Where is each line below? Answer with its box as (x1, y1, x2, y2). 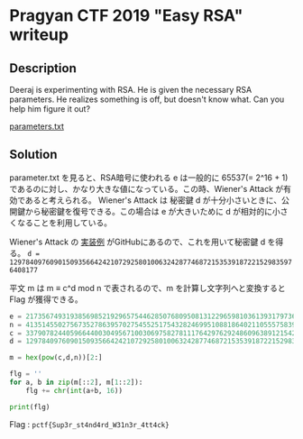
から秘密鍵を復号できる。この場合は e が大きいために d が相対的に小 (24, 206, 281, 216)
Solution (9, 147, 58, 162)
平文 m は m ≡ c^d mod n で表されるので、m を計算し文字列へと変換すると (9, 282, 286, 293)
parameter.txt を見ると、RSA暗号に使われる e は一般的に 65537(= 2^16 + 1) (9, 172, 289, 183)
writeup (9, 24, 69, 45)
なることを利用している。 (16, 217, 113, 228)
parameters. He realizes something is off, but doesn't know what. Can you (9, 94, 285, 105)
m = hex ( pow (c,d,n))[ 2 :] (9, 353, 103, 362)
